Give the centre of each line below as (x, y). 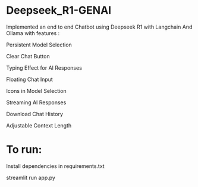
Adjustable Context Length (39, 125)
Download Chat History (35, 114)
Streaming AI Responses (36, 102)
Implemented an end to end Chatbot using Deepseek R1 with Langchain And (99, 27)
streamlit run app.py (31, 177)
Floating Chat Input (30, 79)
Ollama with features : (33, 33)
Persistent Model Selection (39, 45)
